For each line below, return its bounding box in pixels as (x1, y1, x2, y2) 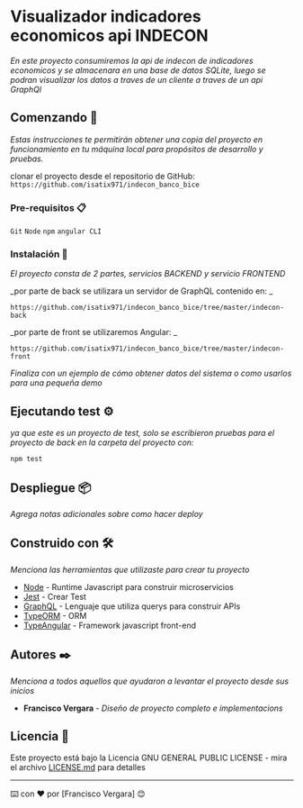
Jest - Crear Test (22, 591, 86, 602)
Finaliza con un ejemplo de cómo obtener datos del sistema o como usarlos (10, 368, 292, 379)
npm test (10, 455, 43, 464)
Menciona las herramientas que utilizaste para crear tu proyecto (10, 564, 250, 575)
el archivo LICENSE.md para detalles (10, 762, 147, 773)
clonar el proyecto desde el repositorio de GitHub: (10, 170, 196, 181)
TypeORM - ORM (22, 610, 87, 621)
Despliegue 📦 (10, 480, 92, 495)
